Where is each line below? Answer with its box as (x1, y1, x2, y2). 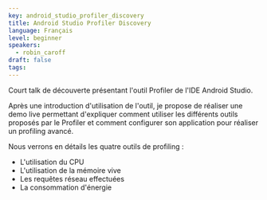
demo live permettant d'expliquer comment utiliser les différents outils (8, 109, 238, 119)
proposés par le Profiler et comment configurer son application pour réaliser (8, 117, 259, 127)
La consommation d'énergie (19, 182, 112, 192)
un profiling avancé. (8, 126, 74, 135)
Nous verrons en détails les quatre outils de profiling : (8, 141, 185, 151)
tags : (8, 64, 26, 72)
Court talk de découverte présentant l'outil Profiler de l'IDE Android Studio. (8, 85, 253, 95)
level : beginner (8, 33, 62, 42)
